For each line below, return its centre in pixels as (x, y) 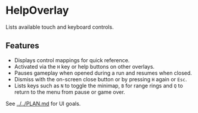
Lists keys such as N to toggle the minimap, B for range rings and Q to (98, 85)
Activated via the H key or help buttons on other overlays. (84, 66)
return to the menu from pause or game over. (70, 92)
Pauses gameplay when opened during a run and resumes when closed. (103, 73)
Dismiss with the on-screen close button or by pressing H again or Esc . (100, 79)
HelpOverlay (37, 10)
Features (22, 46)
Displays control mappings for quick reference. (72, 60)
